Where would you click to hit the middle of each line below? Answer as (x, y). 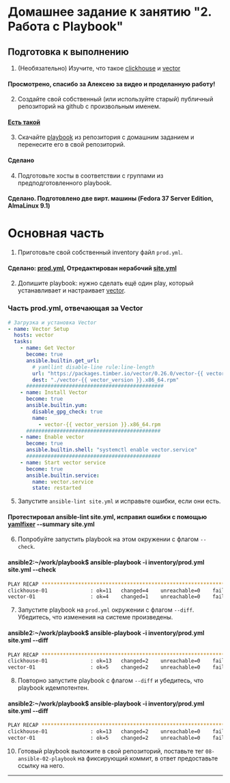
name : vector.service (63, 482)
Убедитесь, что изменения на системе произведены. (95, 617)
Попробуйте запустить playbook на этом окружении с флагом (108, 539)
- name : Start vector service (63, 462)
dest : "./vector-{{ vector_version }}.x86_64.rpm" (106, 380)
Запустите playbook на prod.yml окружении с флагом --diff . (106, 610)
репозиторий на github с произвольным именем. (89, 106)
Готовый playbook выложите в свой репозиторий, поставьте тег (111, 751)
